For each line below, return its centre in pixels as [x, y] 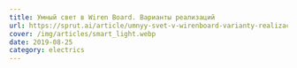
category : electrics [47, 50]
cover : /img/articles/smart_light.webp [83, 34]
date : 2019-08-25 [41, 42]
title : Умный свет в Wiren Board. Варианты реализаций [112, 17]
